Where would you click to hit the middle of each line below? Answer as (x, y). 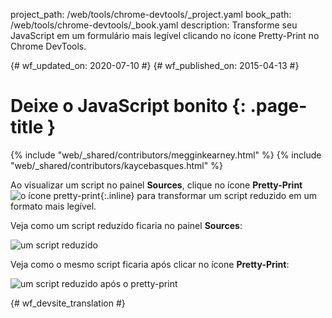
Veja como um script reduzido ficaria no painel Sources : (126, 225)
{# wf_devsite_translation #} (68, 303)
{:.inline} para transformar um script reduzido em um (208, 195)
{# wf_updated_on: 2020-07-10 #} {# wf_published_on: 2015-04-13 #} (155, 65)
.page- (278, 106)
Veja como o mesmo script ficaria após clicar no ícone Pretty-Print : (150, 264)
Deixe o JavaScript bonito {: (128, 106)
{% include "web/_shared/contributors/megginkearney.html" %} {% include (166, 155)
